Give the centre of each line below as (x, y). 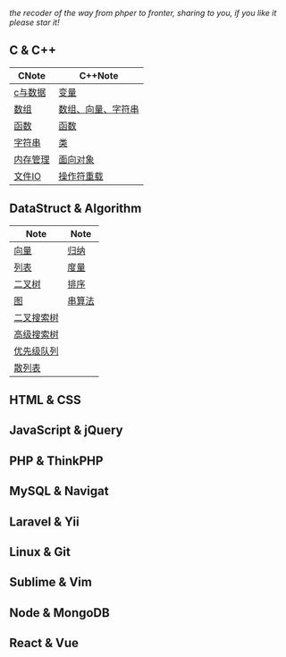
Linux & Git (40, 552)
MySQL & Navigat (59, 491)
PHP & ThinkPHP (56, 461)
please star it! (34, 22)
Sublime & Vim (50, 582)
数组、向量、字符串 (99, 109)
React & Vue (44, 643)
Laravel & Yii (44, 522)
